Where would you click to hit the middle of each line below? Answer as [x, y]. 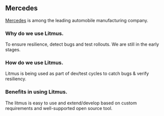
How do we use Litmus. [34, 63]
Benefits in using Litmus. [36, 92]
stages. [13, 50]
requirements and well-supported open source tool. [59, 108]
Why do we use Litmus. [35, 33]
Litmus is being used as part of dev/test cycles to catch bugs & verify [77, 74]
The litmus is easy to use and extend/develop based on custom [71, 103]
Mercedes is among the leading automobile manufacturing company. [77, 20]
